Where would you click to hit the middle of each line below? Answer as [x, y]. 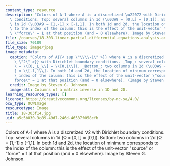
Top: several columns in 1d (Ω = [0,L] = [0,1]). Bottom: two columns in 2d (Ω [84, 137]
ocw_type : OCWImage [26, 104]
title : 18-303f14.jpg [28, 113]
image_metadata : [22, 52]
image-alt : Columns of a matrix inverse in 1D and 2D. [69, 90]
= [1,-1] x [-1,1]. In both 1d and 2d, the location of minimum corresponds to [82, 143]
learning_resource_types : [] [36, 94]
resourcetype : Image [27, 108]
